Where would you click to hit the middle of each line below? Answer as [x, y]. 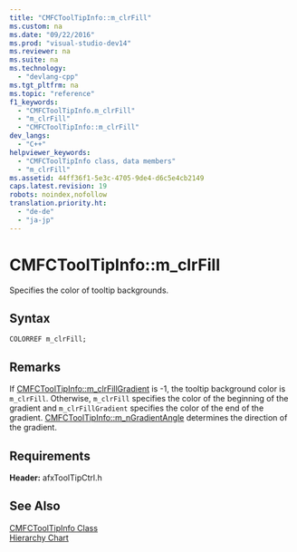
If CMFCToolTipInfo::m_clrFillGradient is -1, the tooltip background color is [148, 389]
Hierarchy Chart [39, 537]
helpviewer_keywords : [50, 152]
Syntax [30, 318]
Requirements [50, 455]
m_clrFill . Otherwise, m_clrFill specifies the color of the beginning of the [149, 399]
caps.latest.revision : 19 [58, 187]
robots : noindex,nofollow [58, 195]
